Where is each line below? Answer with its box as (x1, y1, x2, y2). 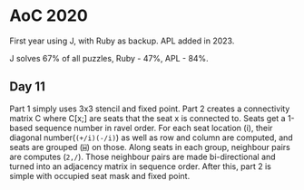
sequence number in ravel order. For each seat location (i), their (34, 122, 273, 133)
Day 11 (9, 79, 45, 95)
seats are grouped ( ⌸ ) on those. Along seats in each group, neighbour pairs (9, 141, 290, 152)
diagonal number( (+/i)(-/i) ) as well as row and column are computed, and (9, 132, 293, 143)
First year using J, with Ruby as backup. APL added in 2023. (9, 35, 235, 46)
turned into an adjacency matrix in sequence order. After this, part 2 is (9, 160, 272, 172)
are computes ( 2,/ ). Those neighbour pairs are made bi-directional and (9, 151, 276, 162)
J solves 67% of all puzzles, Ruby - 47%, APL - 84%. (9, 52, 209, 63)
